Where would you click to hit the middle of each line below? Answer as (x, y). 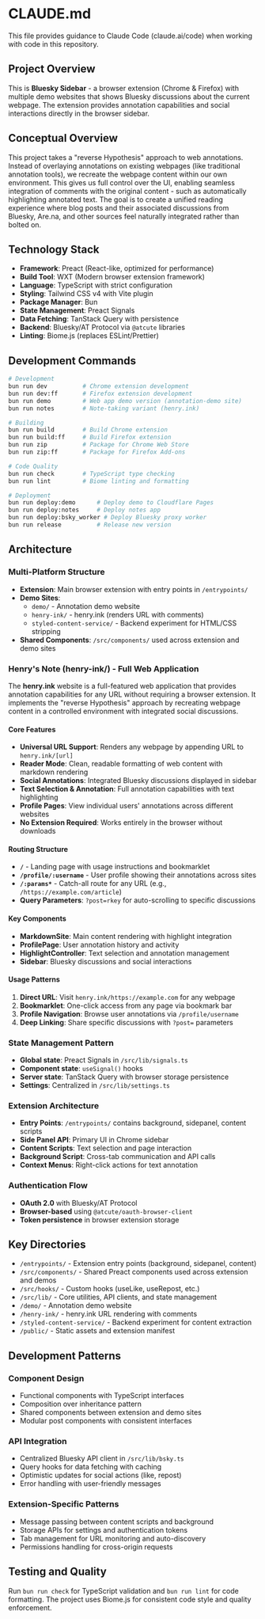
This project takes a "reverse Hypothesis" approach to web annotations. (126, 157)
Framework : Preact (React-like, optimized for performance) (117, 268)
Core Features (32, 729)
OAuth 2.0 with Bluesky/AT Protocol (78, 1203)
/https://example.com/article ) (71, 892)
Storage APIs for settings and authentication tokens (104, 1530)
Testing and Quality (57, 1572)
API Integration (38, 1442)
